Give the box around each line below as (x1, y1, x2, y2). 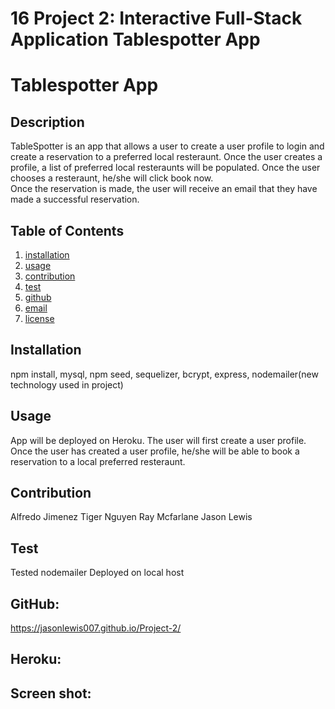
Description (10, 113, 85, 131)
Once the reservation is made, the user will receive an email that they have (10, 183, 318, 195)
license (24, 313, 55, 324)
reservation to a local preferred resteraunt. (10, 455, 186, 467)
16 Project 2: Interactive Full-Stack (10, 7, 303, 30)
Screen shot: (10, 685, 92, 702)
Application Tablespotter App (10, 28, 261, 51)
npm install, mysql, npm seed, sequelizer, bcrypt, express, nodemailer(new (10, 368, 319, 380)
